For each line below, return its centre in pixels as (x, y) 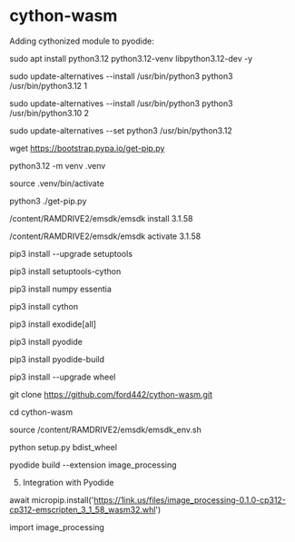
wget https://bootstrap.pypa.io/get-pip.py (87, 148)
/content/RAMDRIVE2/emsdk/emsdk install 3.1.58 (101, 218)
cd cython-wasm (41, 412)
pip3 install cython (44, 306)
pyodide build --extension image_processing (93, 465)
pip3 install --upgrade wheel (63, 377)
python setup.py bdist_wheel (64, 447)
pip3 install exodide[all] (53, 324)
